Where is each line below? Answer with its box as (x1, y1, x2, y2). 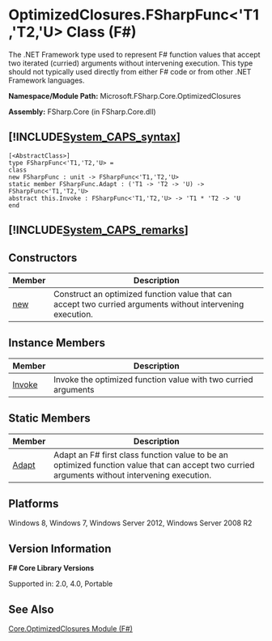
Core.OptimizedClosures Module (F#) (8, 624, 134, 634)
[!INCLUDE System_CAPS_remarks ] (8, 223, 189, 237)
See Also (8, 602, 54, 616)
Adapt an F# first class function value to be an (53, 449, 229, 461)
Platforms (8, 496, 59, 511)
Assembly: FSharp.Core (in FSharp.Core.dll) (8, 107, 156, 117)
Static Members (8, 411, 91, 426)
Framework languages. (8, 75, 85, 85)
